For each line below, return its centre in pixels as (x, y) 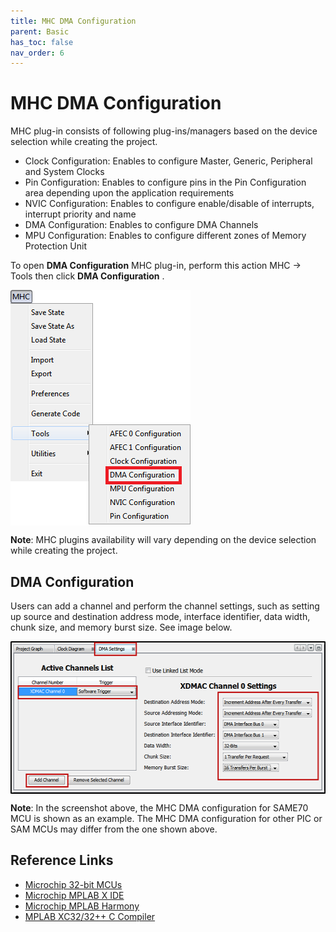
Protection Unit (56, 246)
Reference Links (62, 860)
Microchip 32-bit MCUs (73, 884)
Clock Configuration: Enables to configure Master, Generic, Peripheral (168, 161)
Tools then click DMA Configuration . (87, 276)
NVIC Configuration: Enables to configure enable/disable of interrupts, (169, 204)
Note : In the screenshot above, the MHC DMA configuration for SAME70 (159, 808)
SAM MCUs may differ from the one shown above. (114, 829)
